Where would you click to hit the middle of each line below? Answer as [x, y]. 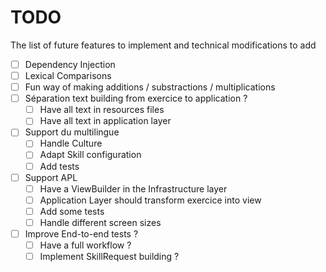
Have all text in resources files [102, 110]
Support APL [51, 177]
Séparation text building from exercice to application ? [136, 98]
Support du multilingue [72, 132]
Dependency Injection [70, 64]
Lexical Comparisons [68, 75]
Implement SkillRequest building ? [109, 256]
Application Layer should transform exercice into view [150, 200]
